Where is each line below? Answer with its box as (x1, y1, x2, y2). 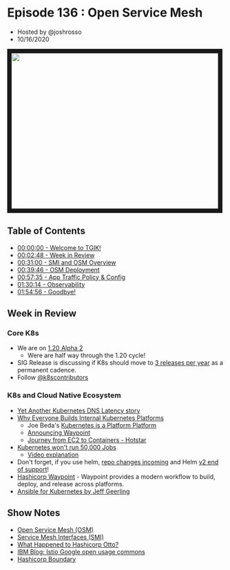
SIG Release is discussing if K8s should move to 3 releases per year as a (17, 359, 224, 367)
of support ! (17, 465, 50, 473)
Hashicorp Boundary (17, 555, 76, 563)
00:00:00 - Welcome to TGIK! (17, 243, 101, 251)
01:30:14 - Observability (17, 280, 85, 288)
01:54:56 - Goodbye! (17, 287, 76, 296)
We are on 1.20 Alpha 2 (17, 344, 83, 352)
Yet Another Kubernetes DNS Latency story (17, 406, 140, 415)
